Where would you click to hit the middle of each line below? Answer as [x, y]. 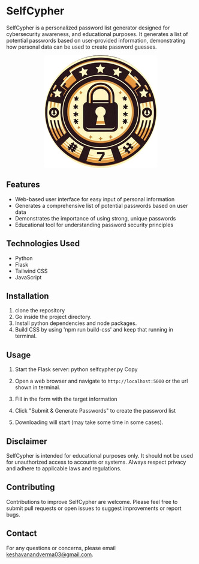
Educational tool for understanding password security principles [94, 225]
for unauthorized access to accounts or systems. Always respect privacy [96, 462]
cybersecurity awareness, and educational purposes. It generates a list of [97, 34]
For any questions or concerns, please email [61, 548]
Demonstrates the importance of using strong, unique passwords [95, 218]
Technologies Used [43, 244]
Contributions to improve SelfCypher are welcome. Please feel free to [92, 502]
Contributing [31, 487]
